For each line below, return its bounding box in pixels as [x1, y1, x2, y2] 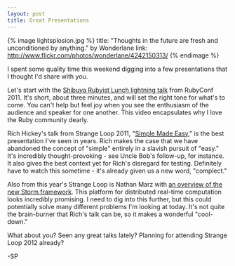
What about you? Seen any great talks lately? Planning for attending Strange [7, 231, 228, 239]
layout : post [7, 10, 46, 18]
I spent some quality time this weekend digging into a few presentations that [7, 65, 228, 73]
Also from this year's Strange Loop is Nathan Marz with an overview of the [7, 180, 223, 188]
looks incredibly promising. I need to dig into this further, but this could [7, 194, 212, 204]
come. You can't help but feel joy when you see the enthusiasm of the [7, 100, 209, 109]
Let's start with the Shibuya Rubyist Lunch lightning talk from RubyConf [7, 86, 214, 94]
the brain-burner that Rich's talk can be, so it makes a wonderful [7, 210, 194, 218]
